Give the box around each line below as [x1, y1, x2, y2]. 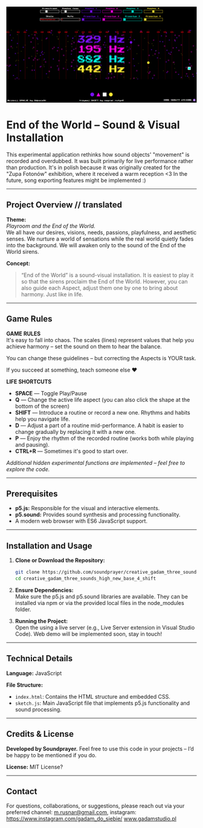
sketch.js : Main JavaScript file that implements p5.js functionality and [14, 699, 190, 707]
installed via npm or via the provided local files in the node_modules [14, 599, 184, 606]
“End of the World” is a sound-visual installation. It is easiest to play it [21, 271, 194, 279]
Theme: [6, 216, 27, 223]
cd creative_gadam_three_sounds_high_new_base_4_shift [14, 575, 156, 582]
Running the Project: [14, 617, 68, 624]
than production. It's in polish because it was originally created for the [6, 164, 181, 171]
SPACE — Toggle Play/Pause [14, 389, 88, 396]
